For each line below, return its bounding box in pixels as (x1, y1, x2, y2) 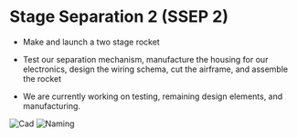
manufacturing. (22, 100, 80, 111)
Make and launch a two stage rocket (22, 36, 160, 47)
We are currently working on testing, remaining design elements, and (22, 91, 283, 102)
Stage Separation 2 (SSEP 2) (9, 6, 228, 27)
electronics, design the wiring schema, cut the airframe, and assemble (22, 64, 289, 74)
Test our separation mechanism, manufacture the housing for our (22, 54, 269, 64)
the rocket (22, 73, 62, 84)
